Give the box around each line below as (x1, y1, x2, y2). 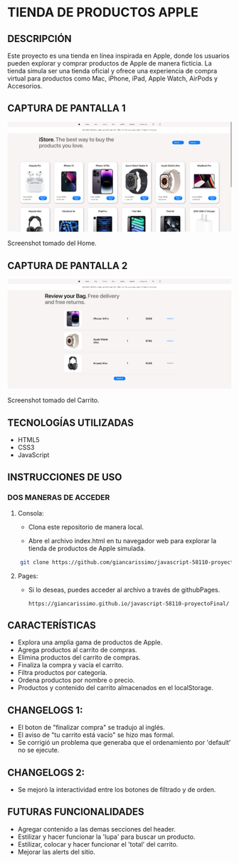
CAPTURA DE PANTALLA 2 (7, 259, 128, 271)
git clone (20, 558, 50, 566)
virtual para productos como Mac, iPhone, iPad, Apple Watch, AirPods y (7, 74, 218, 83)
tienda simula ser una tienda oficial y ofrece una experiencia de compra (7, 67, 218, 75)
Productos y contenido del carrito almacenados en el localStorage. (17, 684, 213, 692)
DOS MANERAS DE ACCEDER (7, 493, 110, 503)
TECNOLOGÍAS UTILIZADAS (7, 417, 134, 429)
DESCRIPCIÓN (7, 33, 73, 45)
